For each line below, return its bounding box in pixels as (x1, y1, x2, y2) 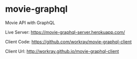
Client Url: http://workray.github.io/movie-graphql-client (5, 48, 119, 54)
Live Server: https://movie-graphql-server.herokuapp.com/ (5, 29, 125, 35)
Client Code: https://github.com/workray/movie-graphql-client (5, 38, 132, 45)
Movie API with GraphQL (5, 20, 55, 26)
